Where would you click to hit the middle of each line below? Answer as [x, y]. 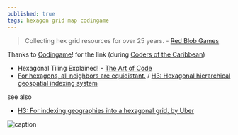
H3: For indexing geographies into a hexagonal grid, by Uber [106, 110]
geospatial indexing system [57, 83]
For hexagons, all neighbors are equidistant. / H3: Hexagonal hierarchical [124, 76]
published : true [31, 14]
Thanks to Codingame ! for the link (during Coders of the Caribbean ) [106, 54]
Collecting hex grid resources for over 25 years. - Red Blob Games [122, 40]
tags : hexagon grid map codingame [58, 20]
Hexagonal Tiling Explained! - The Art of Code [85, 68]
